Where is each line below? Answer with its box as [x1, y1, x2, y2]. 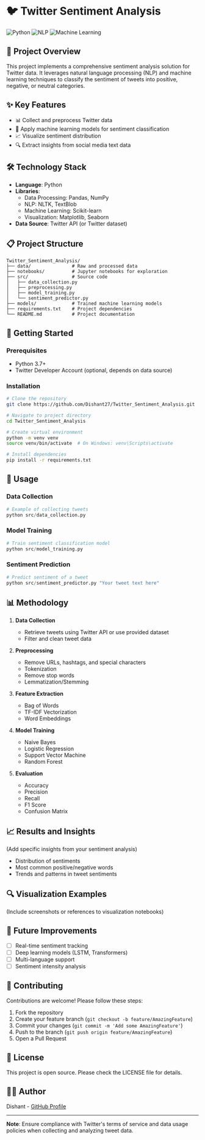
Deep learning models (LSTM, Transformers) [15, 949, 128, 956]
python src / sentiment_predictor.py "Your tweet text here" [6, 580, 160, 586]
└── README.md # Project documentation [6, 312, 135, 318]
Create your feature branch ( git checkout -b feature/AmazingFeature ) [15, 1015, 193, 1023]
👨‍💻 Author [6, 1086, 46, 1097]
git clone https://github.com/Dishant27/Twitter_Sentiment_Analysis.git [6, 401, 195, 407]
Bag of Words [24, 702, 59, 709]
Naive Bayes [24, 739, 56, 746]
